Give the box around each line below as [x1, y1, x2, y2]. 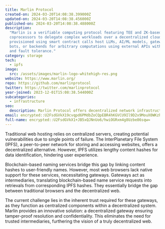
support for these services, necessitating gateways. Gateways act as [5, 172, 145, 178]
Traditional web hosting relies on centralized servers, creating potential [5, 131, 149, 137]
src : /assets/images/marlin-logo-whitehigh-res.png [9, 72, 118, 76]
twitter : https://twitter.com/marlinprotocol [5, 85, 100, 90]
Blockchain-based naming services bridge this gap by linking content [5, 161, 145, 167]
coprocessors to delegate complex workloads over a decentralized [9, 35, 148, 40]
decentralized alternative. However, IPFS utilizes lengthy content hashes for [5, 147, 158, 153]
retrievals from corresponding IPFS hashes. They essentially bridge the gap [5, 182, 158, 188]
